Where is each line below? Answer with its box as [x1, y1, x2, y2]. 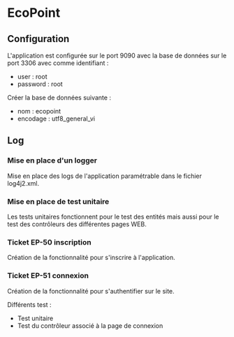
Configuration [7, 33, 70, 45]
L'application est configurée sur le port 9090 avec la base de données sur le [7, 51, 227, 60]
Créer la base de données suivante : [7, 93, 112, 102]
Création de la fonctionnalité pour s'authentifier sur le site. [7, 287, 175, 295]
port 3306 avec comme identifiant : [7, 59, 109, 67]
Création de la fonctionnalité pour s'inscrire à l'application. [7, 254, 176, 262]
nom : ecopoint [17, 107, 61, 115]
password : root [17, 80, 63, 88]
